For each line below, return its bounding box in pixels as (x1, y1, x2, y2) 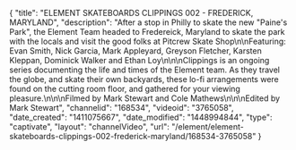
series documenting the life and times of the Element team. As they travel (9, 64, 281, 75)
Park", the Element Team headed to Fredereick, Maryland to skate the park (9, 27, 285, 37)
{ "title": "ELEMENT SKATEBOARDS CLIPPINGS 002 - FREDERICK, (9, 8, 254, 18)
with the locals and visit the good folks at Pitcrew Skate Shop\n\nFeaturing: (9, 36, 287, 46)
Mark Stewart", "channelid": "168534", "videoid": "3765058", (9, 103, 235, 112)
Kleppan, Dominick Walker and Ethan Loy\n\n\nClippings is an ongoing (9, 55, 270, 65)
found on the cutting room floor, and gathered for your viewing (9, 84, 240, 94)
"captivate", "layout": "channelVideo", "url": (9, 121, 170, 132)
